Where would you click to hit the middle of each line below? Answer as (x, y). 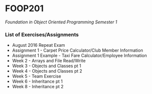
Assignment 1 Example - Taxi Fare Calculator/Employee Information (79, 56)
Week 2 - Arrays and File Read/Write (49, 61)
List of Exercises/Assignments (42, 35)
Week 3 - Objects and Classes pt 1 (47, 66)
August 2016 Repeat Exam (38, 45)
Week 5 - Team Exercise (37, 76)
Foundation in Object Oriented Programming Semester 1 (61, 22)
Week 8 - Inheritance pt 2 (38, 87)
